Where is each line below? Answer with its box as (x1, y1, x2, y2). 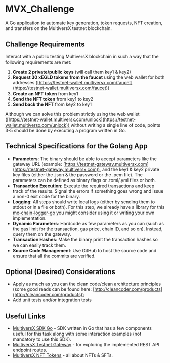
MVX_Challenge (5, 3, 74, 15)
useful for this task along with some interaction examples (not (12, 331, 142, 337)
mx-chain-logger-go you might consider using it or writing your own (12, 209, 155, 216)
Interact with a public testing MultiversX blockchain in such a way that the (5, 53, 159, 59)
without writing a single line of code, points (70, 122, 161, 128)
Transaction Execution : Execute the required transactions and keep (12, 183, 155, 189)
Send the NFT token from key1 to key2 (12, 96, 94, 102)
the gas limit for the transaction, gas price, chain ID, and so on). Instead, (12, 226, 163, 232)
